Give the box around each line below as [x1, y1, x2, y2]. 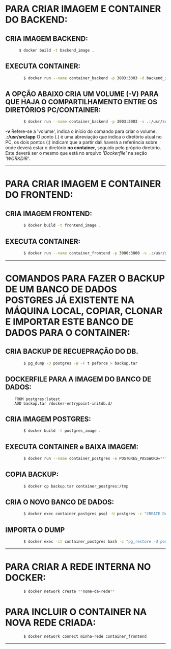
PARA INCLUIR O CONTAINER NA [5, 606, 147, 617]
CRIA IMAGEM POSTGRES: [5, 414, 91, 423]
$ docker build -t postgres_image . [23, 428, 101, 433]
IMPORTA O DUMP [5, 525, 65, 534]
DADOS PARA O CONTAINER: [5, 327, 131, 338]
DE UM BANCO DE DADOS [5, 284, 117, 295]
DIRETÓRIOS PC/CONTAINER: [5, 105, 101, 114]
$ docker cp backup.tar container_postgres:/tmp [23, 483, 129, 489]
